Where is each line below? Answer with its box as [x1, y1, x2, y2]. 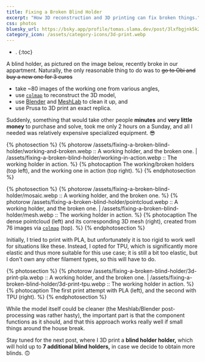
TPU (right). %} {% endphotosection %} [6, 294, 107, 301]
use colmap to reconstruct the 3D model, [15, 92, 117, 99]
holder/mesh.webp [6, 211, 54, 219]
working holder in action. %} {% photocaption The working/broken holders [6, 161, 195, 168]
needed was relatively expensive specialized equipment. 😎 [6, 129, 156, 137]
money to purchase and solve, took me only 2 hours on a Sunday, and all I [6, 123, 193, 130]
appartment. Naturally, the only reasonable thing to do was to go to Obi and [6, 67, 196, 74]
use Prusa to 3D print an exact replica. [15, 104, 112, 112]
